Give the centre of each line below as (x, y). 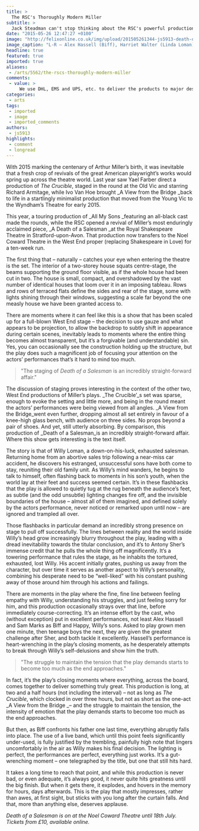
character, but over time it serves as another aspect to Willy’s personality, (96, 569)
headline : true (25, 51)
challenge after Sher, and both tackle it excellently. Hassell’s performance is (99, 638)
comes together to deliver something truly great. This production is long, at (98, 686)
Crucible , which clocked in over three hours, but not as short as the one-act (99, 698)
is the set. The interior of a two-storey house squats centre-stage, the (91, 266)
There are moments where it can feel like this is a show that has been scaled (99, 315)
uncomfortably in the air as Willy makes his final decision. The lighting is (94, 748)
